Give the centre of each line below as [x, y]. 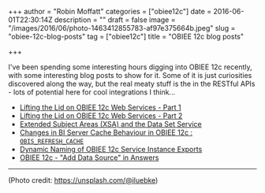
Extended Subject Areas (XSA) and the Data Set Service [111, 124]
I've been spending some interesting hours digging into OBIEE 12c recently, [130, 67]
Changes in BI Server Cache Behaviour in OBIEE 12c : [106, 132]
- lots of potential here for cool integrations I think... [92, 92]
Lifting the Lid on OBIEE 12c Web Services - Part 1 [100, 107]
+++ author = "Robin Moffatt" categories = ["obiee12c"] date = [110, 11]
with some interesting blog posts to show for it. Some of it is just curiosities [130, 75]
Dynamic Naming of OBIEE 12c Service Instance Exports [111, 149]
